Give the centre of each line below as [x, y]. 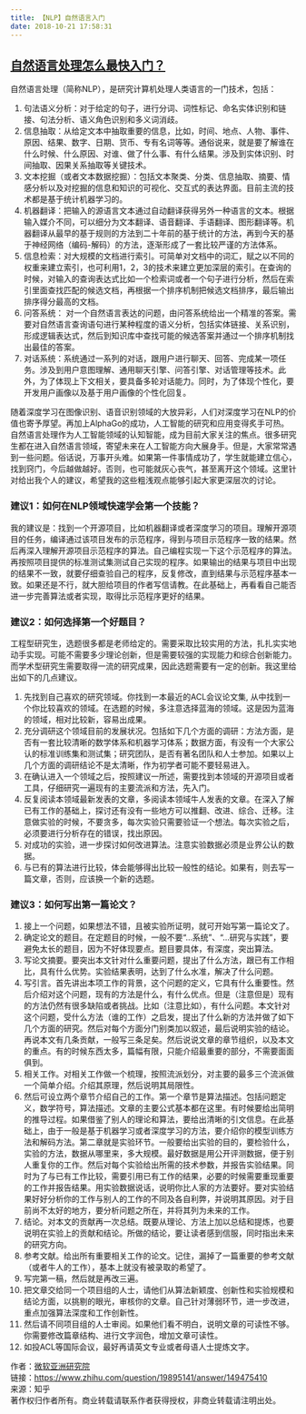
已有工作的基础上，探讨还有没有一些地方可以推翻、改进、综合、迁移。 [155, 810]
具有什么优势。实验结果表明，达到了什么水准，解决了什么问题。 [159, 972]
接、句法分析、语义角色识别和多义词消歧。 [103, 120]
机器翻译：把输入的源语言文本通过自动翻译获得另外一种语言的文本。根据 [158, 211]
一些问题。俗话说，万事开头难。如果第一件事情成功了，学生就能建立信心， [157, 458]
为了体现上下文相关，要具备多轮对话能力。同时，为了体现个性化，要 [167, 381]
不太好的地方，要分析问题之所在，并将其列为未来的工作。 [147, 1210]
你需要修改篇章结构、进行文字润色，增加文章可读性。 [123, 1336]
